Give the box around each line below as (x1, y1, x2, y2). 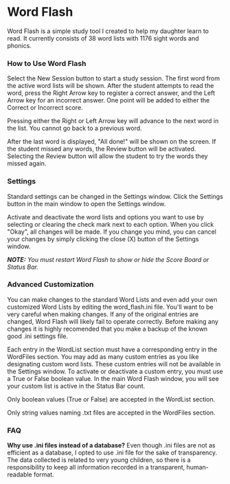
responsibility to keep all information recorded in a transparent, (7, 463, 185, 472)
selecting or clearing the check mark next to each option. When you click (7, 220, 214, 228)
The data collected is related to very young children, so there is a (7, 456, 191, 464)
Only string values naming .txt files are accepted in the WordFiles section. (7, 408, 216, 417)
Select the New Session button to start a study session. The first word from (7, 74, 220, 82)
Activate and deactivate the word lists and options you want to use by (7, 212, 205, 221)
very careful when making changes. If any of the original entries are (7, 310, 199, 318)
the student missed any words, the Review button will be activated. (7, 145, 196, 153)
